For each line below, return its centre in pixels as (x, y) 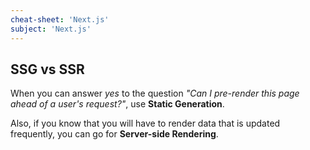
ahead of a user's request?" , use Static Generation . (117, 104)
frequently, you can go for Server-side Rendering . (114, 134)
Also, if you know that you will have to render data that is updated (145, 123)
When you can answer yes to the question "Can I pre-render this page (155, 93)
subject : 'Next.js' (51, 29)
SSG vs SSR (47, 69)
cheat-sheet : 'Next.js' (60, 19)
